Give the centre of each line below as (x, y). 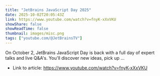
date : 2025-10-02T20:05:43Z (35, 15)
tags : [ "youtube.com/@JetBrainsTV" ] (44, 39)
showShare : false (23, 24)
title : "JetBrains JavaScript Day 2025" (48, 10)
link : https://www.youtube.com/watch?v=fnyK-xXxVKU (61, 19)
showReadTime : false (27, 29)
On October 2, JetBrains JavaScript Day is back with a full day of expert (80, 52)
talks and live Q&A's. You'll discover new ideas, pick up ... (65, 58)
